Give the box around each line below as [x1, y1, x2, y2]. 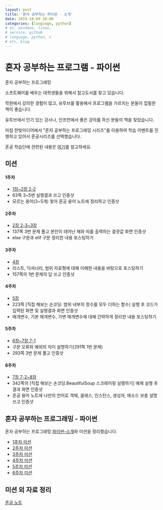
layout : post [5, 7, 32, 12]
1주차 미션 [12, 439, 31, 445]
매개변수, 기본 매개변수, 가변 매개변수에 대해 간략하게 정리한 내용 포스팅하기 [12, 314, 157, 319]
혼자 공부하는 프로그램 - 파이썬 [5, 62, 120, 73]
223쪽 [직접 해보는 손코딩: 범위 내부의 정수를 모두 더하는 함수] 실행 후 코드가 [12, 301, 158, 307]
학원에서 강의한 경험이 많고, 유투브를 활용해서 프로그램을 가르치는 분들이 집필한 [5, 100, 156, 106]
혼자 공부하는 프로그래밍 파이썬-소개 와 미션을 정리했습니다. [5, 429, 118, 435]
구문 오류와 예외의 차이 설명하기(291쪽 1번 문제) [12, 344, 103, 350]
